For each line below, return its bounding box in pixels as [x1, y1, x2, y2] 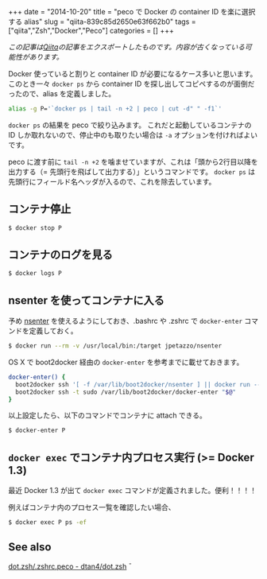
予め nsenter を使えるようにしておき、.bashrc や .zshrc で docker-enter [8, 317, 243, 326]
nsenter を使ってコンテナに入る [8, 293, 164, 307]
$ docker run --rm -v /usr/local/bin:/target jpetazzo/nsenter [8, 342, 222, 350]
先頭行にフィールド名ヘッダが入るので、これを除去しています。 [8, 177, 216, 186]
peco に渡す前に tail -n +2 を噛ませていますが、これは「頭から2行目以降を [8, 157, 258, 166]
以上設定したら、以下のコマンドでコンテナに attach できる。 [8, 410, 207, 420]
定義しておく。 [29, 326, 78, 336]
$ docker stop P [8, 223, 62, 232]
